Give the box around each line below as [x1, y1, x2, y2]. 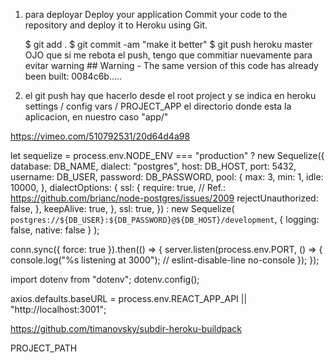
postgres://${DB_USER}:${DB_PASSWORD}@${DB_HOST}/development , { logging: [10, 214, 320, 225]
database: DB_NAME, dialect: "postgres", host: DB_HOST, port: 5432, [10, 160, 297, 172]
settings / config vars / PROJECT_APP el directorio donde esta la [24, 100, 292, 112]
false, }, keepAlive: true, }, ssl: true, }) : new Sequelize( [10, 203, 235, 214]
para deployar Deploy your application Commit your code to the [24, 9, 288, 20]
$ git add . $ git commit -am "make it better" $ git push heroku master [24, 39, 313, 50]
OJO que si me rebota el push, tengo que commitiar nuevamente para [24, 49, 313, 61]
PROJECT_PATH [10, 342, 78, 354]
